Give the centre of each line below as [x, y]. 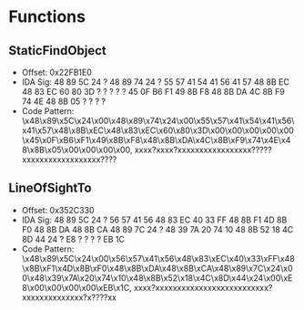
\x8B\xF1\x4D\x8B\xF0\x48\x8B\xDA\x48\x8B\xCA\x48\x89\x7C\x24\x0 [157, 268]
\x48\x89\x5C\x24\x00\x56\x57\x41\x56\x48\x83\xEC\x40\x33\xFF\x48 [158, 258]
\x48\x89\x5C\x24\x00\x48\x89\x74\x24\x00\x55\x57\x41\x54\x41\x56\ [158, 121]
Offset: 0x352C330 [58, 210]
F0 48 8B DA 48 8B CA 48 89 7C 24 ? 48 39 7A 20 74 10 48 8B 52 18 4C [157, 229]
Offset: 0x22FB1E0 [57, 72]
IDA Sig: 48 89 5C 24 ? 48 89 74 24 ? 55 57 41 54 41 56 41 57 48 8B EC [156, 82]
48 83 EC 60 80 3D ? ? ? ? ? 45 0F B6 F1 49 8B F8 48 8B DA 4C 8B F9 [153, 92]
